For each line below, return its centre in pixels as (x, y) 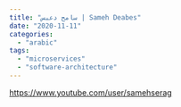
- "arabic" (37, 42)
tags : (19, 51)
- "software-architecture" (67, 68)
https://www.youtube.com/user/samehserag (90, 92)
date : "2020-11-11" (45, 26)
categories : (31, 34)
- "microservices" (52, 59)
